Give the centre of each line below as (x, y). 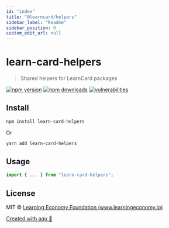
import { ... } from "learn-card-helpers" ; (60, 175)
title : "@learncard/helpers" (42, 17)
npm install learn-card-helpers (45, 121)
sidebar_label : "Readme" (36, 22)
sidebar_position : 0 (31, 28)
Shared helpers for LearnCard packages (69, 78)
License (21, 193)
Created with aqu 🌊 (29, 219)
